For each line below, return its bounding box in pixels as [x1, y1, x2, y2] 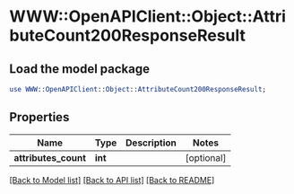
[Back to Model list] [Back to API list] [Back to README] [9, 174, 215, 185]
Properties [9, 110, 70, 125]
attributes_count [13, 151, 87, 163]
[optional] [185, 151, 227, 163]
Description [125, 137, 177, 149]
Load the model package [9, 61, 151, 76]
